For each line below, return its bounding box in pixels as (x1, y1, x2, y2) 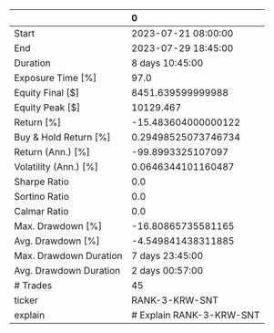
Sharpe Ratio (14, 175, 70, 188)
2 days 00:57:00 (131, 265, 204, 276)
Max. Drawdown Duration (14, 250, 123, 262)
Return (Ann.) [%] (14, 146, 91, 158)
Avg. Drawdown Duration (14, 265, 121, 276)
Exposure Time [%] (14, 72, 97, 84)
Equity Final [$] (14, 87, 80, 99)
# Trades (14, 279, 53, 291)
